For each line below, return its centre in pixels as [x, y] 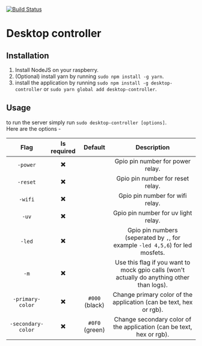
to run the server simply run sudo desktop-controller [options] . [87, 122]
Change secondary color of [153, 319]
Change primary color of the [153, 294]
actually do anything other [153, 277]
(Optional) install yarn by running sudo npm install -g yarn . [89, 76]
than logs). [153, 285]
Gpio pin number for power [153, 161]
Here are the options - [34, 128]
